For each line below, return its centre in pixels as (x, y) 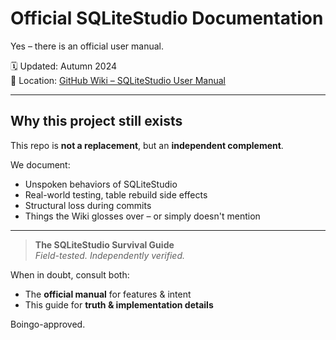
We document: (40, 164)
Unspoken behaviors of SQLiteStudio (101, 184)
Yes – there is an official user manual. (87, 46)
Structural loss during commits (88, 205)
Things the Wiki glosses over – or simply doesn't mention (142, 216)
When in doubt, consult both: (70, 274)
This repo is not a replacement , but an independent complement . (147, 145)
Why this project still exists (96, 121)
